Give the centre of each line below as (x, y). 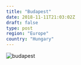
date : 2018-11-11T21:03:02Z (41, 17)
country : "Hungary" (30, 39)
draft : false (22, 22)
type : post (20, 28)
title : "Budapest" (29, 12)
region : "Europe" (27, 34)
